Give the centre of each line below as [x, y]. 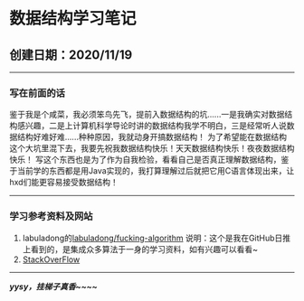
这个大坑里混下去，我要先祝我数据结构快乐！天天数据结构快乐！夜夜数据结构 [152, 148]
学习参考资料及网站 [51, 216]
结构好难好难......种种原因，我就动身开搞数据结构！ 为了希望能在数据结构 [152, 137]
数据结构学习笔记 [73, 19]
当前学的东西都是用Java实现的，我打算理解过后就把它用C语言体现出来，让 [156, 171]
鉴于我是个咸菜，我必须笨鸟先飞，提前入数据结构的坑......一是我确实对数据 [147, 115]
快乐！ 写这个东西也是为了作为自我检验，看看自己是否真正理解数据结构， [145, 160]
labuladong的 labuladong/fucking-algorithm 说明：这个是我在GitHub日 [152, 238]
